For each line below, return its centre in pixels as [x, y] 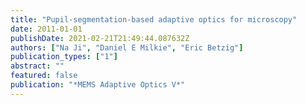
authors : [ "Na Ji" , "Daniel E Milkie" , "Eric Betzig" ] [127, 47]
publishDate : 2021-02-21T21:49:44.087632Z [100, 38]
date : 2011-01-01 [46, 29]
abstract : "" [37, 66]
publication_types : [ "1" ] [64, 57]
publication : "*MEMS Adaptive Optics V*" [98, 85]
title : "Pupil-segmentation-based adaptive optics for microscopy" [154, 19]
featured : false [44, 76]
